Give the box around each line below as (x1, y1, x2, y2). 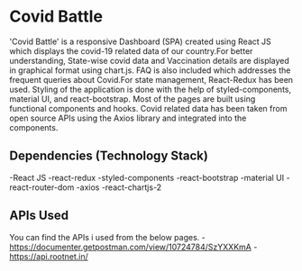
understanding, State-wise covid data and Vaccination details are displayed (9, 55, 290, 66)
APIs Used (9, 208, 69, 223)
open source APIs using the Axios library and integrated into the (9, 113, 247, 123)
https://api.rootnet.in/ (9, 250, 88, 262)
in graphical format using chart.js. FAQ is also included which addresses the (9, 65, 291, 76)
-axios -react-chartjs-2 (76, 182, 162, 193)
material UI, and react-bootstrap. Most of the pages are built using (9, 93, 256, 104)
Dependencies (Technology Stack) (9, 149, 209, 164)
